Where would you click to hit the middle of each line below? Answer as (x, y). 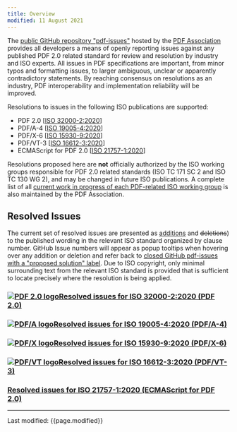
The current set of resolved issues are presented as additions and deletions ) (118, 233)
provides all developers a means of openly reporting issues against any (111, 48)
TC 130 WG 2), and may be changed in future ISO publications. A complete (116, 179)
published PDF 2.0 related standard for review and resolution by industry (113, 55)
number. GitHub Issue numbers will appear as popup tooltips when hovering (118, 248)
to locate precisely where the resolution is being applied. (90, 278)
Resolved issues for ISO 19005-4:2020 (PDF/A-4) (140, 324)
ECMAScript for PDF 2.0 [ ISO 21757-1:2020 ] (81, 150)
